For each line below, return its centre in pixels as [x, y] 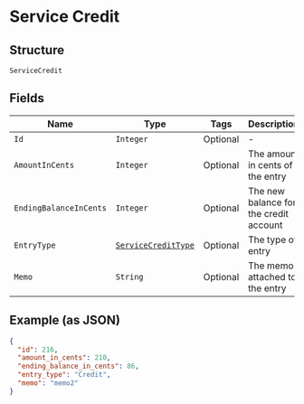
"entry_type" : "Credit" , [64, 375]
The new [266, 191]
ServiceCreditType [155, 245]
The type [267, 240]
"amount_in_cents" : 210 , [64, 358]
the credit [268, 213]
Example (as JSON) [65, 320]
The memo [271, 266]
